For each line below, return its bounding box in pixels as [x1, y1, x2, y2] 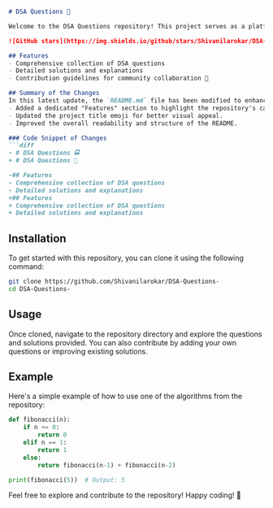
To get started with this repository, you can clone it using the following [8, 253, 244, 263]
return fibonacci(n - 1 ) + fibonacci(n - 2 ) [37, 461, 176, 469]
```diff [8, 141, 35, 150]
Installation [8, 232, 67, 245]
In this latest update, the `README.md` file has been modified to [8, 97, 242, 105]
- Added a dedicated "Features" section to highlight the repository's [8, 104, 256, 112]
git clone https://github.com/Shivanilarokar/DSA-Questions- [8, 277, 220, 286]
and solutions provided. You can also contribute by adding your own [8, 337, 237, 347]
